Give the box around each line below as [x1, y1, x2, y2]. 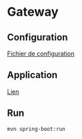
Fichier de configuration [7, 49, 75, 58]
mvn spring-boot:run [7, 125, 66, 132]
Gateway [7, 4, 59, 20]
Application [7, 69, 58, 81]
